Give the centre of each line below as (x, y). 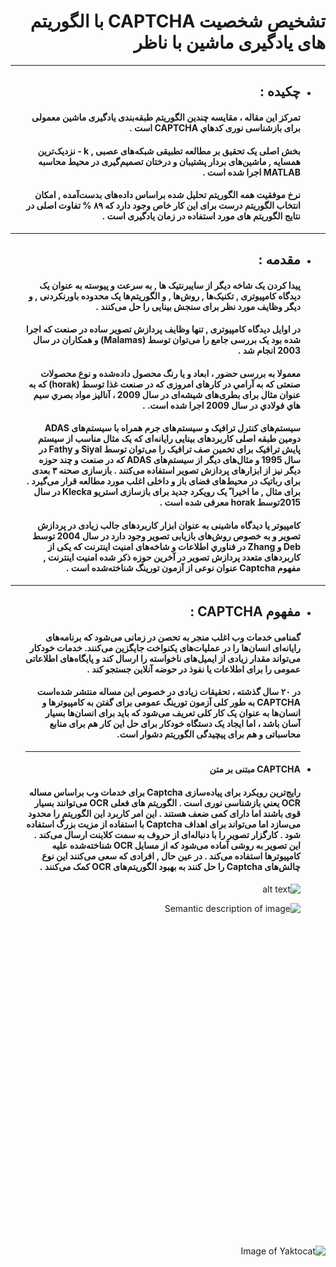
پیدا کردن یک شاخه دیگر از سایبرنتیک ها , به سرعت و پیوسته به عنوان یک (170, 285)
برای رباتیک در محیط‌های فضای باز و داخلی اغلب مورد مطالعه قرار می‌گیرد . (163, 481)
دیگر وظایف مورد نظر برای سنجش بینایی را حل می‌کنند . (198, 306)
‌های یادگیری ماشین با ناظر (229, 42)
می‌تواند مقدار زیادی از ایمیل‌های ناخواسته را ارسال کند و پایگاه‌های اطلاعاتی (163, 658)
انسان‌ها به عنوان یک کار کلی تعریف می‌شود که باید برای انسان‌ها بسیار (172, 713)
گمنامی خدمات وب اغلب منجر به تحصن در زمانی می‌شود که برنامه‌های (172, 637)
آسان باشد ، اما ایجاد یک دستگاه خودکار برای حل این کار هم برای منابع (175, 724)
